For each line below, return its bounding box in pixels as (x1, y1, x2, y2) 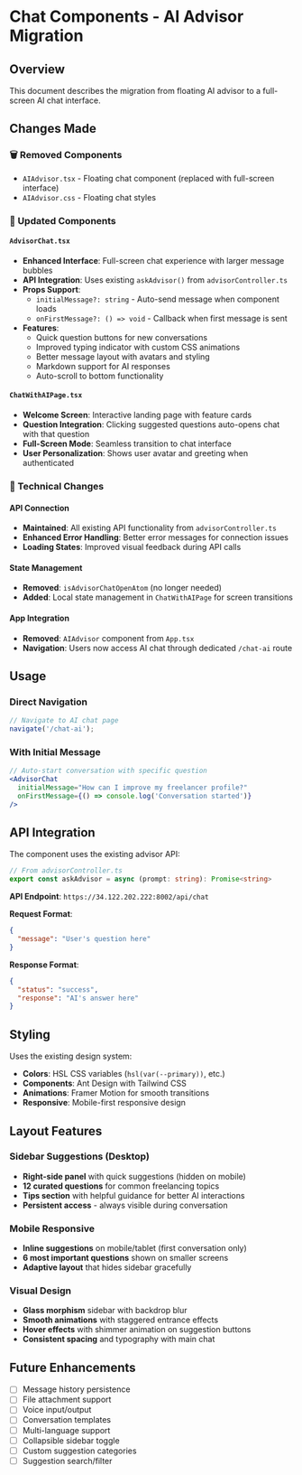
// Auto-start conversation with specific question (9, 766, 207, 776)
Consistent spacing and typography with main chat (22, 1334, 215, 1345)
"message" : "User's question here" (17, 935, 151, 944)
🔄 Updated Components (9, 214, 117, 227)
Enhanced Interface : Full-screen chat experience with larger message (22, 255, 285, 266)
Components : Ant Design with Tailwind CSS (22, 1078, 187, 1089)
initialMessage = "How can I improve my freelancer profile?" (17, 783, 248, 792)
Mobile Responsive (9, 1222, 95, 1235)
